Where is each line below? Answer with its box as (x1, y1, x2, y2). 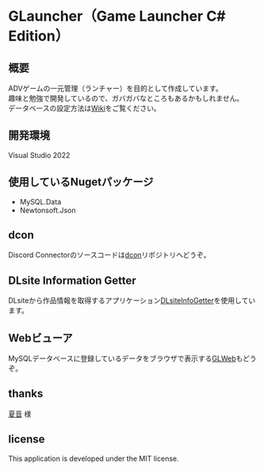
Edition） (8, 27, 70, 45)
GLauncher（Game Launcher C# (8, 7, 226, 25)
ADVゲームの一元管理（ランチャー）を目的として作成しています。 (8, 84, 224, 93)
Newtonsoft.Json (19, 205, 76, 215)
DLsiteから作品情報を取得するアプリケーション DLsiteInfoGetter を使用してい (8, 296, 256, 305)
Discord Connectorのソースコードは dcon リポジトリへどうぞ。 (8, 251, 212, 260)
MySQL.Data (19, 197, 62, 206)
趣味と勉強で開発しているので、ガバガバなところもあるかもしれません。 (8, 94, 244, 103)
